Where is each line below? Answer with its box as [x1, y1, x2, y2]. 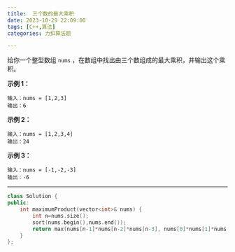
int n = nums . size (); [32, 212, 90, 219]
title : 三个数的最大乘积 [7, 10, 75, 17]
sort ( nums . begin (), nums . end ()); [32, 218, 127, 226]
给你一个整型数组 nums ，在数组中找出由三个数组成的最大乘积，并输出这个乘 [7, 56, 226, 64]
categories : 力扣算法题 [7, 29, 71, 37]
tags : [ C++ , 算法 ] [7, 23, 56, 30]
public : [7, 199, 30, 206]
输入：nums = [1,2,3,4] [7, 131, 73, 138]
